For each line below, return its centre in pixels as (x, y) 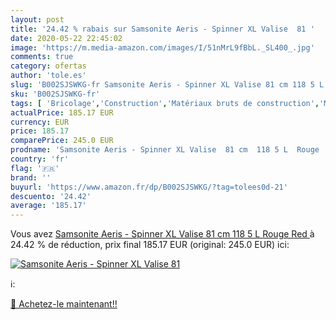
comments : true (42, 57)
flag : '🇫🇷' (35, 168)
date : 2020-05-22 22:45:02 (66, 38)
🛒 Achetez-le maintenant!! (64, 304)
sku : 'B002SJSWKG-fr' (55, 94)
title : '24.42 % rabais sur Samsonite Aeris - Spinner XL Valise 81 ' (162, 29)
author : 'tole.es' (48, 76)
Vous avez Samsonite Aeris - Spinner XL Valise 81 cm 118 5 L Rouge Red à (162, 234)
